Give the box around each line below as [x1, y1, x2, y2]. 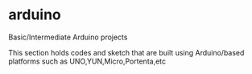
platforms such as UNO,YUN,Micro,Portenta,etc [8, 56, 167, 66]
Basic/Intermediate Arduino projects [8, 32, 128, 42]
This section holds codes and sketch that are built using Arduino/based [8, 47, 245, 57]
